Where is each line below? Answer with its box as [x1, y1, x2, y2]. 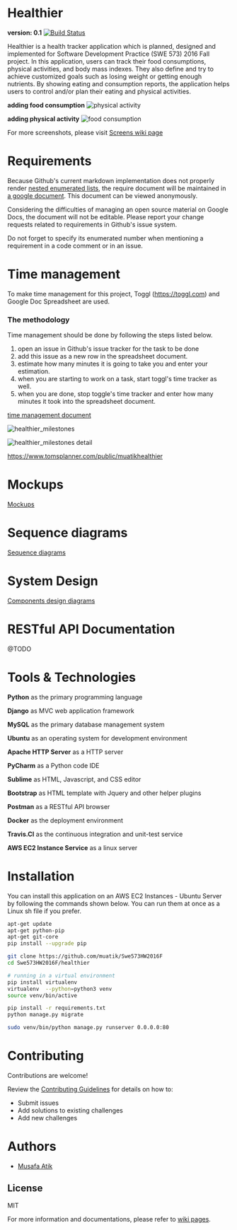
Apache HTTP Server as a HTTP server [7, 748, 124, 756]
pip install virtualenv [7, 978, 78, 986]
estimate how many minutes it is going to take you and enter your [17, 359, 209, 369]
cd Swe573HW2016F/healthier [7, 960, 91, 967]
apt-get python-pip [7, 927, 65, 934]
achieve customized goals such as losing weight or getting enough [7, 72, 202, 81]
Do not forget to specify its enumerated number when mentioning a [7, 233, 204, 242]
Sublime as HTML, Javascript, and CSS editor [7, 774, 141, 783]
